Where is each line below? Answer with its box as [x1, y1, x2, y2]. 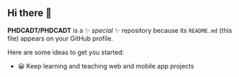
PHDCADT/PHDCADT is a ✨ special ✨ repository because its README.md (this [7, 26, 233, 34]
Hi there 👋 [7, 7, 52, 19]
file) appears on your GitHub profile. [7, 34, 113, 43]
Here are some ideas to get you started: [7, 48, 125, 56]
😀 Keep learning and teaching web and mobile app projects [17, 61, 195, 70]
